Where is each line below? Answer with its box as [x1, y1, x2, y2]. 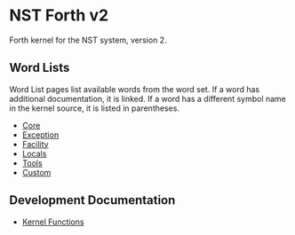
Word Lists [9, 60, 70, 75]
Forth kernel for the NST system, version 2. [9, 35, 167, 45]
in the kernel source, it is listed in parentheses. [9, 103, 180, 114]
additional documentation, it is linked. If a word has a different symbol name [9, 93, 287, 104]
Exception [21, 129, 60, 140]
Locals [21, 148, 47, 159]
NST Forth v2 [9, 5, 109, 26]
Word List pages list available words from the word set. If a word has [9, 83, 260, 94]
